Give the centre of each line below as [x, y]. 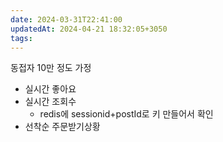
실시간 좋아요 [50, 89]
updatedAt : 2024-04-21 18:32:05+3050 [89, 29]
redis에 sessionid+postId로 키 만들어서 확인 [126, 114]
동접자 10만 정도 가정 [51, 68]
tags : [21, 38]
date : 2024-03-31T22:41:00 [66, 19]
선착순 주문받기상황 [62, 127]
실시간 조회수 [50, 102]
